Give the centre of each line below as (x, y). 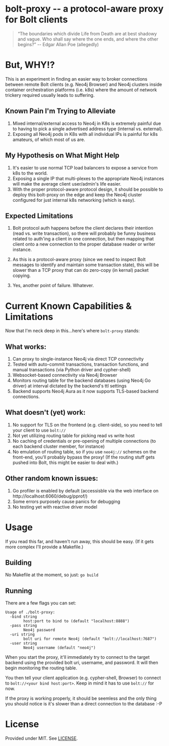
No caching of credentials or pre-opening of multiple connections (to (84, 441)
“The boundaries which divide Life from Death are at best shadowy (87, 33)
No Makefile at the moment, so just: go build (52, 575)
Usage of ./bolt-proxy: (30, 612)
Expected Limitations (39, 216)
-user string (23, 644)
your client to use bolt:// (39, 430)
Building (18, 563)
